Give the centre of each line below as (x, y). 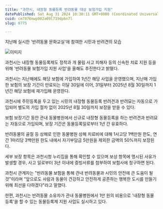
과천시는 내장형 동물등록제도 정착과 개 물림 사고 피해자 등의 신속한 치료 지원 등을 (81, 62)
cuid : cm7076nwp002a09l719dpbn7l (39, 18)
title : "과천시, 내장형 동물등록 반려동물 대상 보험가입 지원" (59, 9)
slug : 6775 (16, 23)
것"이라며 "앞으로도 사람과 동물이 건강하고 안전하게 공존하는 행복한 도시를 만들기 (81, 179)
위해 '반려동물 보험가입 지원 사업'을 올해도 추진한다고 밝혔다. (62, 69)
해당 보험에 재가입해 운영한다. (42, 91)
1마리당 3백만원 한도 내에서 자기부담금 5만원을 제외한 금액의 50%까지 (76, 140)
